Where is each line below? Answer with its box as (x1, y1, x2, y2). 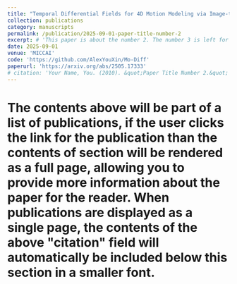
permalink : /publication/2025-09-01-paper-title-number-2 (7, 30, 181, 37)
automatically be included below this (7, 249, 228, 265)
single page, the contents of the (7, 219, 197, 235)
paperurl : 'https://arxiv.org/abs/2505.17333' (7, 63, 147, 70)
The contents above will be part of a (7, 99, 222, 116)
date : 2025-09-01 (7, 43, 59, 50)
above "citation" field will (7, 234, 159, 250)
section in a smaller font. (7, 264, 155, 280)
